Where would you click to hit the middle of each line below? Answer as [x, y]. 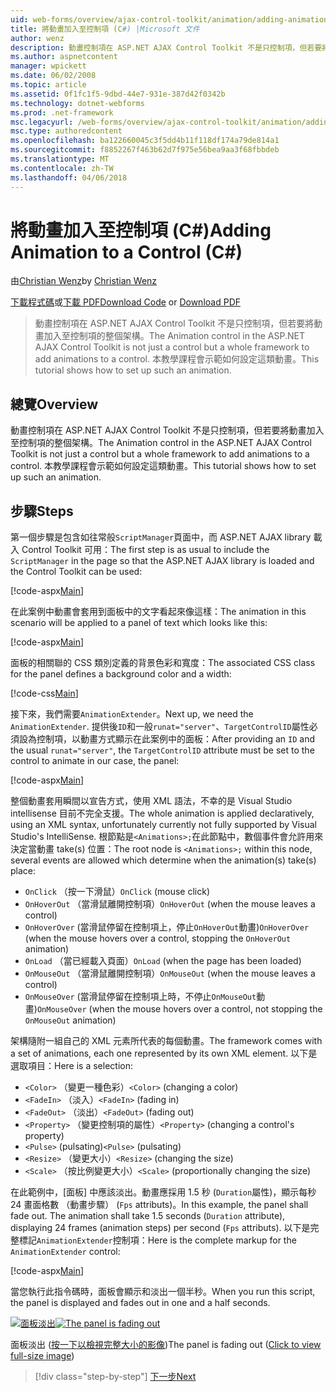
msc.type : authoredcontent [66, 131]
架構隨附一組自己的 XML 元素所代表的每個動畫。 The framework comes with [166, 1041]
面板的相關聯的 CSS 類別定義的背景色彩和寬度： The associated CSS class [163, 663]
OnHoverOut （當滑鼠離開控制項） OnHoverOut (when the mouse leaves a [170, 904]
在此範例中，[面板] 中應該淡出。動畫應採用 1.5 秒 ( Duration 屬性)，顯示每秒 [163, 1192]
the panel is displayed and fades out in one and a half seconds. [140, 1303]
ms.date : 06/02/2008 [53, 76]
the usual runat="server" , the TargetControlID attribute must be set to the [162, 750]
